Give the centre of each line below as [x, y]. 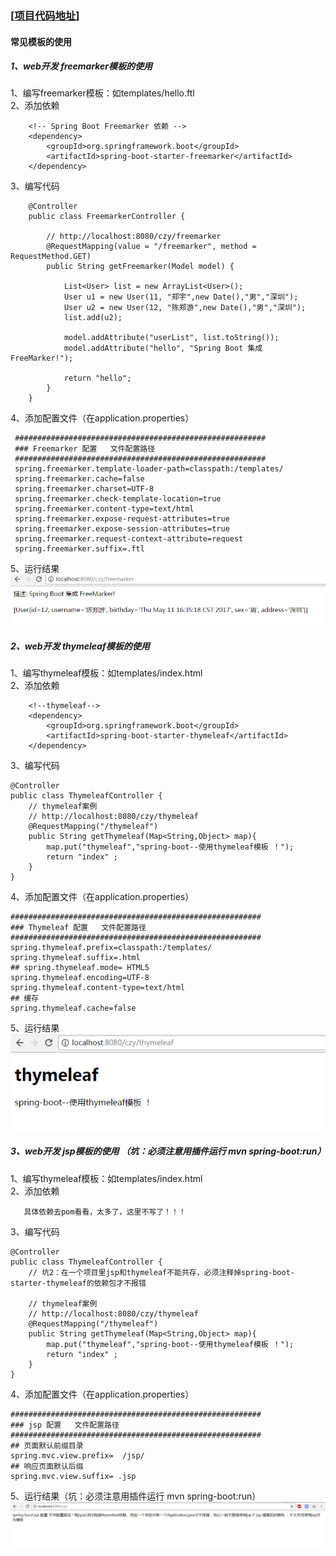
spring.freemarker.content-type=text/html [104, 509]
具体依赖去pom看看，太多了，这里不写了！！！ [105, 1212]
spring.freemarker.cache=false [79, 479]
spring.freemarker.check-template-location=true [118, 499]
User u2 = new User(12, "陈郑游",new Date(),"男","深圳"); [185, 308]
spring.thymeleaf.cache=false [73, 1008]
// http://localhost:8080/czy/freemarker [134, 237]
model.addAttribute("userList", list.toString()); [171, 338]
